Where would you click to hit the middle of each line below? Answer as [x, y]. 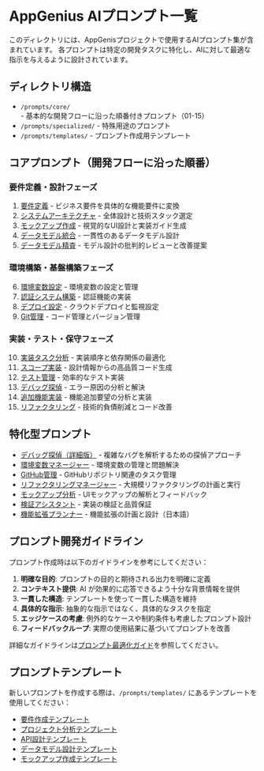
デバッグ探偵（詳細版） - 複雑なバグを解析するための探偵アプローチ [131, 455]
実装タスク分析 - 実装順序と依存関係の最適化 [93, 357]
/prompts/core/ [45, 107]
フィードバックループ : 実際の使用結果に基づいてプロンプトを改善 [125, 628]
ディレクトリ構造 [50, 87]
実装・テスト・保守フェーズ [61, 338]
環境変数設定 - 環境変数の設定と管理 [79, 286]
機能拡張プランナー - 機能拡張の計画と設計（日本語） [107, 514]
